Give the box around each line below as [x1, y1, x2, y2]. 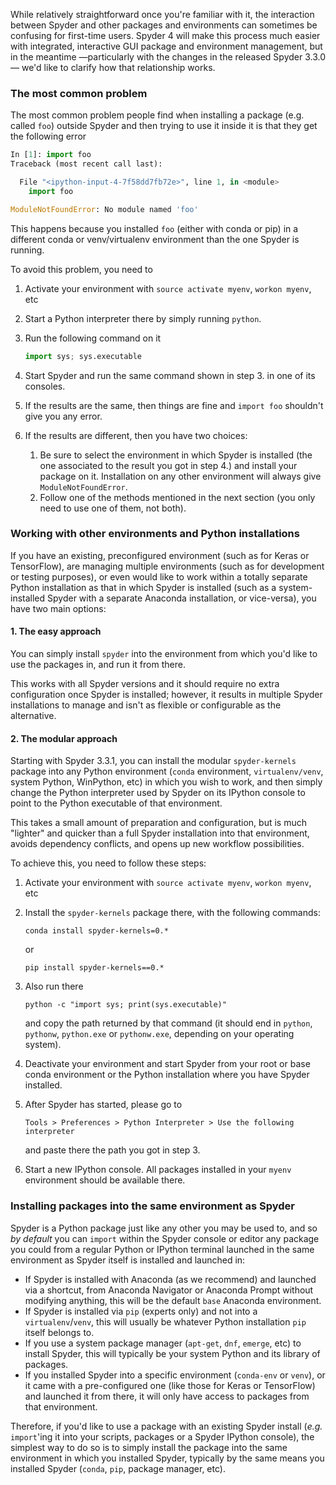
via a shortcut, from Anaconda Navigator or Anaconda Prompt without [24, 1284, 314, 1296]
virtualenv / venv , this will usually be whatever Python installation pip [24, 1315, 307, 1328]
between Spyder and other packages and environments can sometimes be [10, 19, 318, 31]
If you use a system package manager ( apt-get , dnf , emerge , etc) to [24, 1337, 302, 1349]
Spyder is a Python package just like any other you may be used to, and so [10, 1222, 318, 1234]
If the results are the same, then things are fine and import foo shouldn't [24, 399, 324, 411]
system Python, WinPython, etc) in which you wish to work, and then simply [10, 776, 323, 788]
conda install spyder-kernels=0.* [24, 926, 169, 936]
